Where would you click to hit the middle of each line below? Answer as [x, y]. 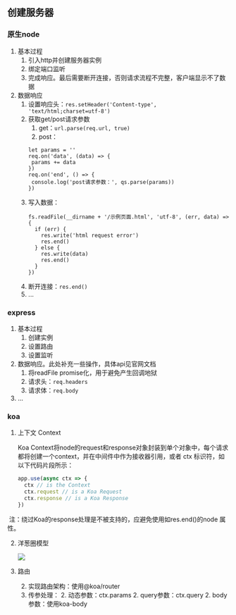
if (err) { [50, 229]
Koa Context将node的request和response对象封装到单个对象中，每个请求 [123, 448]
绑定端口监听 [46, 68]
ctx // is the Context [57, 485]
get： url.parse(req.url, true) [84, 128]
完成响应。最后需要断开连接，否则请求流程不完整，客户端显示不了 [124, 77]
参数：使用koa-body [58, 604]
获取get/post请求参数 [59, 119]
